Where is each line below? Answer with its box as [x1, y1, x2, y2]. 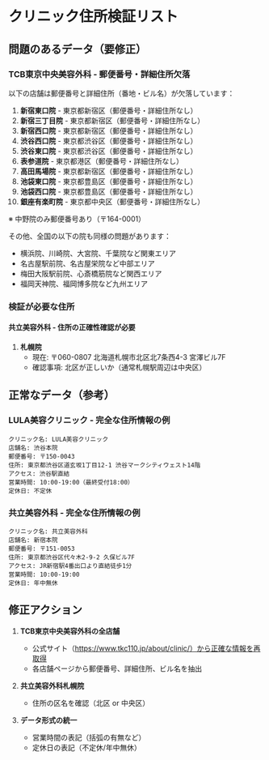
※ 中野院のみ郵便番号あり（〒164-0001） [8, 214, 145, 224]
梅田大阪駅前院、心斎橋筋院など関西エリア [19, 268, 162, 278]
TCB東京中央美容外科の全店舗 [19, 626, 120, 636]
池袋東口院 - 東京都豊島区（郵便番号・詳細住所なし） [19, 176, 198, 186]
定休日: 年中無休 [8, 579, 58, 587]
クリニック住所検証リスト [8, 7, 179, 26]
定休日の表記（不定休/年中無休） [32, 742, 141, 752]
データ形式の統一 [19, 715, 78, 725]
